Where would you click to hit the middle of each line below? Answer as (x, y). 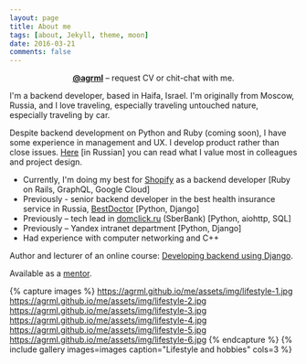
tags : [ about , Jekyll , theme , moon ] (79, 35)
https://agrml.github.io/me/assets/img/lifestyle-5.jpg (108, 330)
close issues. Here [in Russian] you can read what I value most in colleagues (153, 153)
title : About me (40, 27)
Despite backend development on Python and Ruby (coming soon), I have (148, 133)
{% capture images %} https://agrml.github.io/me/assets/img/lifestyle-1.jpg (151, 291)
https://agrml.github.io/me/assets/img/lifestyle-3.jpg (108, 311)
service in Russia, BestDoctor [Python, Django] (111, 209)
